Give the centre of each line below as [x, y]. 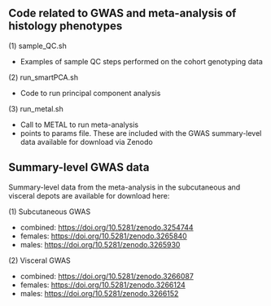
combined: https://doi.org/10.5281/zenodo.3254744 [107, 227]
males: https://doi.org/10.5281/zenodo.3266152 [99, 293]
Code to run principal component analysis [90, 93]
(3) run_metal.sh [36, 108]
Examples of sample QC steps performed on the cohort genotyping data [141, 61]
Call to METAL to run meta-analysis [79, 125]
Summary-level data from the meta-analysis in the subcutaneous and [125, 187]
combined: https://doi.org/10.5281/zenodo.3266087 [107, 276]
